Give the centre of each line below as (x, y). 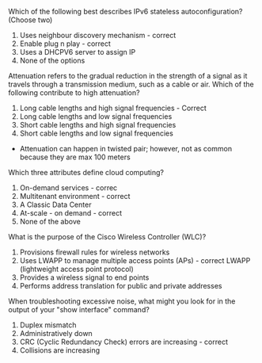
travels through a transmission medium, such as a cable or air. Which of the (131, 84)
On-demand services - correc (68, 188)
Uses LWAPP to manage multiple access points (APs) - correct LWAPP (135, 260)
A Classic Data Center (55, 204)
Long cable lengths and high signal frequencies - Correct (113, 108)
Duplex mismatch (48, 325)
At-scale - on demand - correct (71, 213)
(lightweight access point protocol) (77, 269)
